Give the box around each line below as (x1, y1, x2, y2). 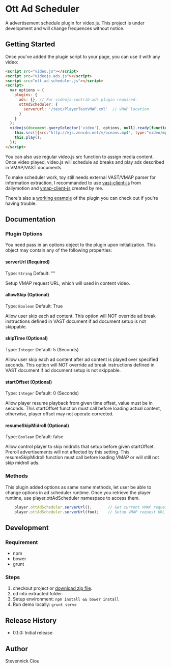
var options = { (10, 87, 44, 93)
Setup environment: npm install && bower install (12, 596, 120, 602)
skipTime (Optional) (5, 335, 48, 341)
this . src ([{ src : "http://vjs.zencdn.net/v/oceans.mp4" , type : (14, 130, 147, 135)
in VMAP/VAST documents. (5, 164, 63, 170)
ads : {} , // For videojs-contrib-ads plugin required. (18, 97, 138, 102)
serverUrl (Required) (5, 259, 50, 265)
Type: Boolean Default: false (5, 434, 64, 440)
